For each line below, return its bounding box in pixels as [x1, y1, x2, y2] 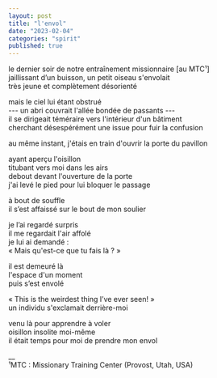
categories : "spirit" [8, 34, 81, 43]
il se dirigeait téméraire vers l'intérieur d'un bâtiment [8, 114, 183, 124]
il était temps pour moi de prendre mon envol [8, 336, 158, 346]
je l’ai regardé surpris [8, 220, 79, 230]
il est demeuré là [8, 261, 64, 271]
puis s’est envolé [8, 278, 65, 288]
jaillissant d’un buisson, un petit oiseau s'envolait [8, 73, 171, 83]
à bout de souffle [8, 196, 65, 206]
